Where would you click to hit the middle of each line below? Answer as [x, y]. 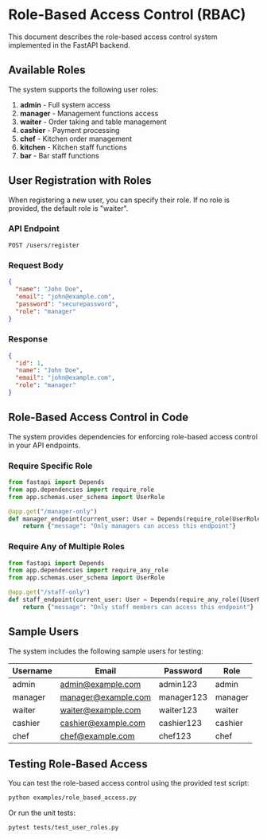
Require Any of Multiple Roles [67, 547]
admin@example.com [101, 684]
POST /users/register [44, 245]
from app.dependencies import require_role [81, 490]
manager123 [183, 697]
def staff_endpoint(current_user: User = [78, 600]
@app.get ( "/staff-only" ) [49, 592]
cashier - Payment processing [70, 130]
